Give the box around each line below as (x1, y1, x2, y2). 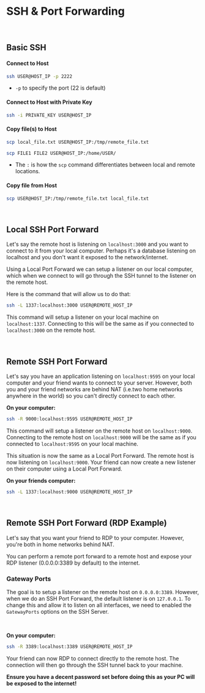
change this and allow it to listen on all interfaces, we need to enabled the (6, 601, 192, 609)
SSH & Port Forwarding (6, 4, 125, 18)
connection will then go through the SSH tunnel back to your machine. (6, 661, 184, 668)
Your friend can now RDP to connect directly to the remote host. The (6, 654, 179, 662)
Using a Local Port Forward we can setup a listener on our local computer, (6, 265, 193, 273)
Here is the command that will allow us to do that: (6, 291, 131, 298)
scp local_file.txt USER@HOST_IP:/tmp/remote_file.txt (6, 139, 149, 145)
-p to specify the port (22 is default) (15, 84, 106, 92)
